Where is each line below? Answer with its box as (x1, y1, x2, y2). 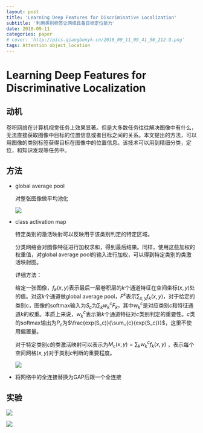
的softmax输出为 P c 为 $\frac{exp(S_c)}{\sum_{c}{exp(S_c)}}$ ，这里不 (14, 319, 187, 327)
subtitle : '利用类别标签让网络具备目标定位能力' (6, 20, 116, 26)
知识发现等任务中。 (22, 146, 70, 154)
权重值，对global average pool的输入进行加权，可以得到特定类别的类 (14, 251, 187, 258)
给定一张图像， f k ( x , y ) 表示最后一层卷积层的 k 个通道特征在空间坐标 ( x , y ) (14, 284, 190, 292)
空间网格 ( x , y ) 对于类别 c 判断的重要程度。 (14, 349, 115, 356)
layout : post (6, 8, 39, 15)
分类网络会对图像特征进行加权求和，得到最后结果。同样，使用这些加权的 (14, 243, 195, 250)
